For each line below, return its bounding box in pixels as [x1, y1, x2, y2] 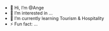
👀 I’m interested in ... [10, 10, 53, 16]
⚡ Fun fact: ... [10, 21, 38, 27]
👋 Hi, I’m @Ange [10, 5, 44, 10]
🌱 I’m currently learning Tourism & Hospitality [10, 15, 104, 21]
